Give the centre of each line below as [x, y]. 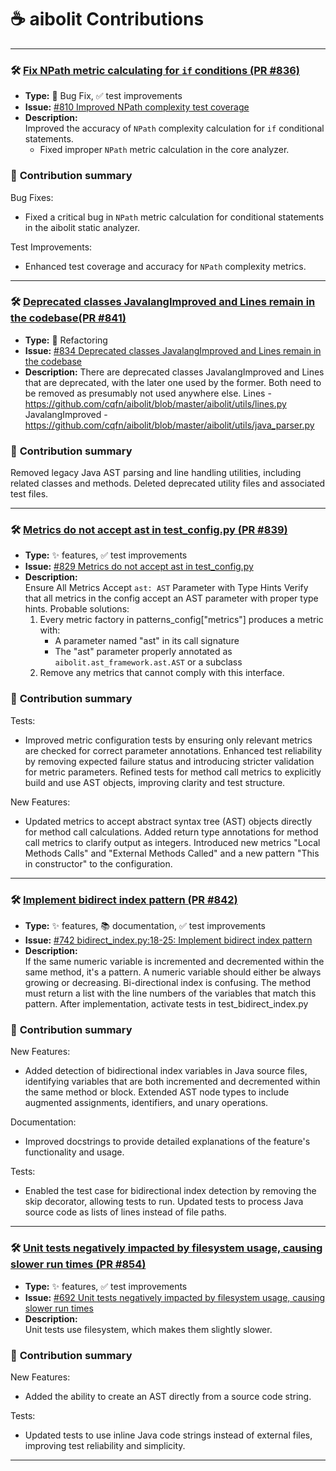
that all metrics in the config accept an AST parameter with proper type [171, 598]
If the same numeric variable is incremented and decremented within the [174, 962]
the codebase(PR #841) [68, 318]
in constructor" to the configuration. [98, 863]
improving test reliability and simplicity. [105, 1445]
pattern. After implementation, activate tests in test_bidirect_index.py [166, 1004]
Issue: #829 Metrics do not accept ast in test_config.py [139, 567]
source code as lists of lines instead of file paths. [125, 1212]
